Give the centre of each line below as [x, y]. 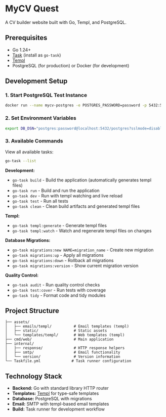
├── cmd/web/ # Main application [59, 339]
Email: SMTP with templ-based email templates [61, 404]
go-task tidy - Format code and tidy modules [59, 295]
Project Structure [32, 311]
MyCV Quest [32, 9]
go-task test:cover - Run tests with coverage [59, 290]
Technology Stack [34, 376]
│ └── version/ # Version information [63, 357]
